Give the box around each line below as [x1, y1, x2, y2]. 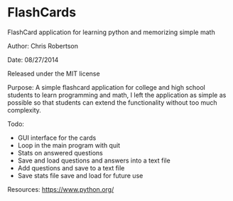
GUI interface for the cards [17, 133, 97, 142]
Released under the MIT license [7, 69, 101, 78]
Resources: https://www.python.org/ [7, 185, 114, 193]
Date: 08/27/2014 [7, 55, 59, 64]
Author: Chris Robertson [7, 41, 78, 50]
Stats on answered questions [17, 148, 103, 157]
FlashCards [7, 4, 77, 21]
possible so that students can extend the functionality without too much [7, 98, 218, 107]
